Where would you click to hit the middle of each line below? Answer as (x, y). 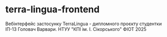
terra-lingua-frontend (53, 10)
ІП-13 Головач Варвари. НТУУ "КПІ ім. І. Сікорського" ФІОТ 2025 (76, 29)
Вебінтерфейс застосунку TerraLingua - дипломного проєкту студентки (84, 24)
